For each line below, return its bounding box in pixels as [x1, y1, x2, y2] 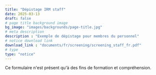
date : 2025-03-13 [5, 12, 40, 16]
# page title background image [5, 20, 68, 25]
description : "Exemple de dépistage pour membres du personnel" [5, 34, 139, 39]
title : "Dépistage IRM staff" [5, 7, 66, 12]
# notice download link [5, 38, 53, 43]
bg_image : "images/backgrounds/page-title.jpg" [5, 25, 103, 30]
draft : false [5, 16, 31, 21]
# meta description [5, 29, 44, 34]
